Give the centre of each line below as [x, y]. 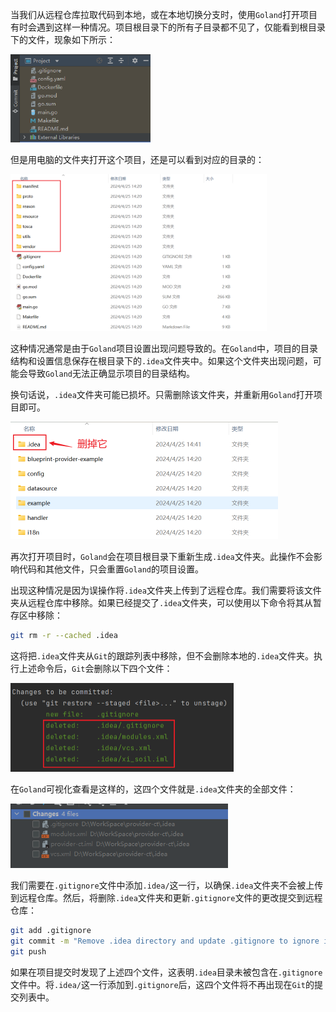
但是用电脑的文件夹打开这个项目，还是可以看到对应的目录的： [137, 160]
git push [28, 952]
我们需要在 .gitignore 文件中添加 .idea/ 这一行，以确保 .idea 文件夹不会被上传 [167, 885]
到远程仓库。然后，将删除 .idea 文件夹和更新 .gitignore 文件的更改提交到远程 [166, 898]
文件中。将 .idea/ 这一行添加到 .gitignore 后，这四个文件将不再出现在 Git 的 [162, 984]
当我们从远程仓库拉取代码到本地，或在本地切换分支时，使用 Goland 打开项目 [164, 14]
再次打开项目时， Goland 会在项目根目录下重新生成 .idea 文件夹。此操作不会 [162, 556]
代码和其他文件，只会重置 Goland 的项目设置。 [111, 569]
